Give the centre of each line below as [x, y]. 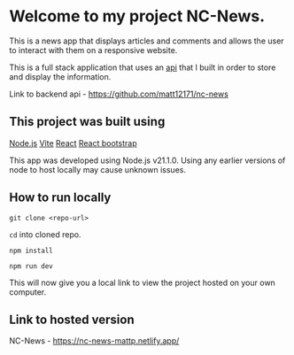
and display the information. [60, 76]
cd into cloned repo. [45, 234]
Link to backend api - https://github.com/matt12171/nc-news [119, 94]
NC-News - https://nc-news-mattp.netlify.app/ [94, 341]
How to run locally [60, 198]
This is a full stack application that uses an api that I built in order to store [143, 67]
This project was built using [87, 122]
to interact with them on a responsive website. [93, 50]
